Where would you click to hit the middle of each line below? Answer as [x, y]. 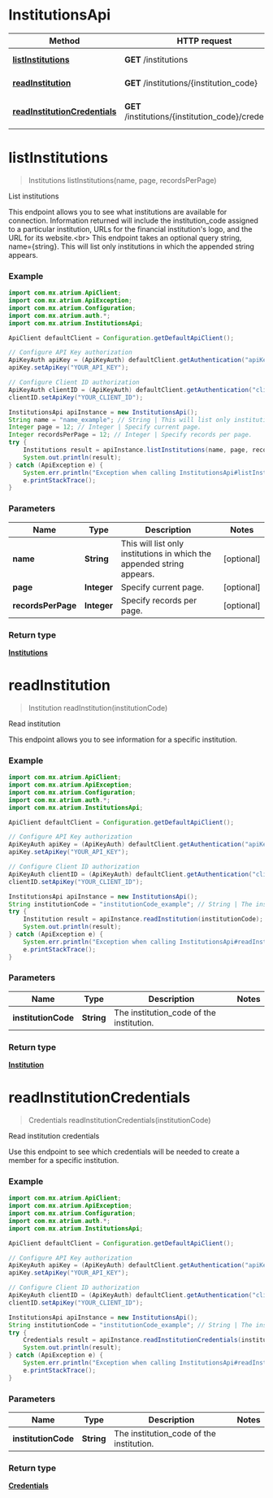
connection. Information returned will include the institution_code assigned [133, 220]
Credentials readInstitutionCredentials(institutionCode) [119, 1121]
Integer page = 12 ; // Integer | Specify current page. [105, 427]
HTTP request [204, 41]
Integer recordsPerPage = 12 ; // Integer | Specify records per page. [130, 435]
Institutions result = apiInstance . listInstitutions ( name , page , [136, 450]
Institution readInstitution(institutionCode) [98, 708]
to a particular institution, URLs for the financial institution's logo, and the [130, 229]
